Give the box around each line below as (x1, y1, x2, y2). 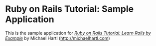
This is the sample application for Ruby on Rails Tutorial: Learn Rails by (5, 30, 151, 36)
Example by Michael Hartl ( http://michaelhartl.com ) (5, 35, 111, 41)
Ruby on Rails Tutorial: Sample (5, 3, 134, 15)
